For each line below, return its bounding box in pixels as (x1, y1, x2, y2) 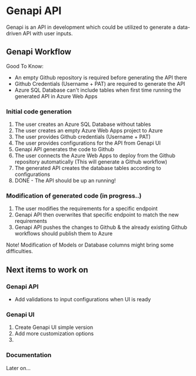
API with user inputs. (22, 29, 73, 36)
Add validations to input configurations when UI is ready (14, 296, 151, 303)
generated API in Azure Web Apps (14, 92, 98, 99)
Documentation (6, 351, 52, 360)
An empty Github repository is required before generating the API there (14, 74, 187, 81)
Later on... (6, 364, 31, 371)
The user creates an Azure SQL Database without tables (14, 121, 151, 128)
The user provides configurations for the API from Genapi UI (14, 139, 161, 147)
